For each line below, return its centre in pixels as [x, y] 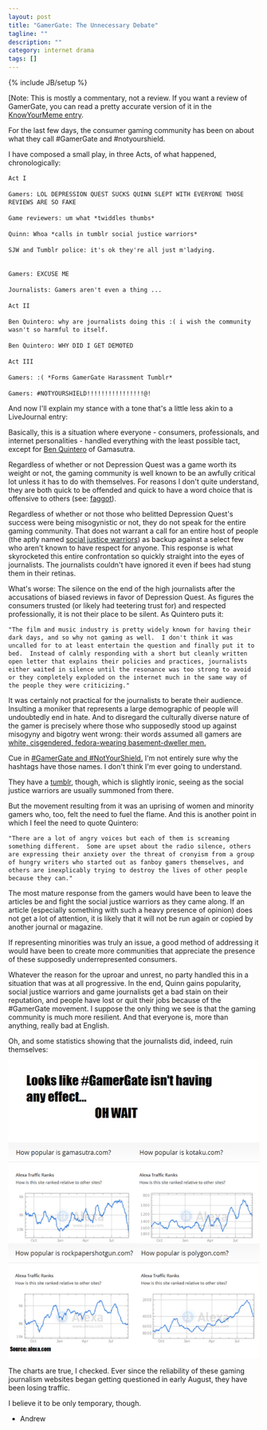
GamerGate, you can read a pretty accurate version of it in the [110, 106]
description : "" [35, 42]
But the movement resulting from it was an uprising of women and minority [131, 806]
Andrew [33, 1419]
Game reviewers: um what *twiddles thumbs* [82, 218]
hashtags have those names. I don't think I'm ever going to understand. [125, 766]
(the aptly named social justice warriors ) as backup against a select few [126, 539]
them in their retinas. [42, 573]
